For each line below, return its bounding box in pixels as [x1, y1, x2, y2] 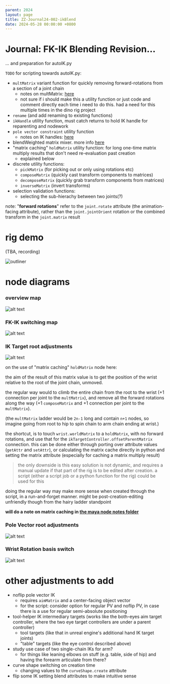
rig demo [5, 232, 44, 243]
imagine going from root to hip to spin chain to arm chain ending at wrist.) [5, 421, 159, 427]
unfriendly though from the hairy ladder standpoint [5, 499, 112, 505]
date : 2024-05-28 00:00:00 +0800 [5, 21, 76, 27]
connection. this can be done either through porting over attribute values [5, 442, 158, 448]
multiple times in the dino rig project [20, 107, 96, 113]
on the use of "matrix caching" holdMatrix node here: [5, 364, 117, 370]
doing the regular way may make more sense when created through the [5, 488, 155, 494]
